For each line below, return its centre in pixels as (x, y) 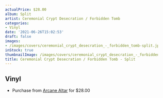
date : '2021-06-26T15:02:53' (34, 32)
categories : (17, 23)
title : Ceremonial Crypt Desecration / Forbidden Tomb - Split (70, 59)
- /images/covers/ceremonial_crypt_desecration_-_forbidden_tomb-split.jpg (83, 46)
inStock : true (19, 50)
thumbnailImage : (21, 55)
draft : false (18, 37)
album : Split (18, 14)
